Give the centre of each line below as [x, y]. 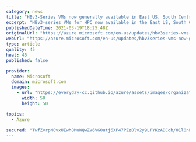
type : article [23, 44]
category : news [24, 11]
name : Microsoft [31, 77]
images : [21, 87]
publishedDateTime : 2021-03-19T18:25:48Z [57, 28]
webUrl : [15, 39]
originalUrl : [22, 33]
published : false [27, 60]
